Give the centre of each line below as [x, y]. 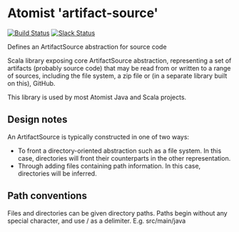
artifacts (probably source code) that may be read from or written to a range [119, 68]
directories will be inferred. [57, 173]
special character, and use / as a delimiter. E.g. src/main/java [97, 221]
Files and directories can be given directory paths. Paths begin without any [117, 213]
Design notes [37, 120]
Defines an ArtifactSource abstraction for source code [87, 46]
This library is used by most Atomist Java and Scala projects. [97, 97]
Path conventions [47, 196]
